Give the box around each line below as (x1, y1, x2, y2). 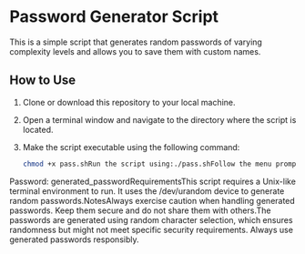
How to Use (9, 73, 76, 88)
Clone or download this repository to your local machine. (22, 97, 236, 107)
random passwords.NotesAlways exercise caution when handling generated (9, 195, 296, 206)
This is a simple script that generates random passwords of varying (9, 36, 262, 47)
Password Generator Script (9, 6, 219, 27)
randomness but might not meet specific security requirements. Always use (9, 224, 294, 235)
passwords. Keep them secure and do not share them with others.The (9, 205, 271, 216)
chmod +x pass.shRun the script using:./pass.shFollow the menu (22, 159, 272, 168)
